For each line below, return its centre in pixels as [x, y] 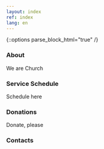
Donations [22, 112]
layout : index [24, 12]
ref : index [20, 17]
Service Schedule [32, 83]
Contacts [20, 141]
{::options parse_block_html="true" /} [52, 40]
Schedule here [24, 97]
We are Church [25, 68]
